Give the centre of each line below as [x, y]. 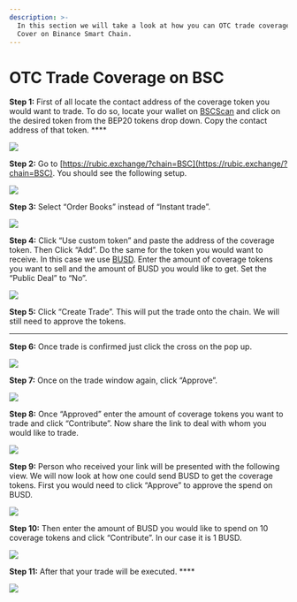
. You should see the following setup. [120, 173]
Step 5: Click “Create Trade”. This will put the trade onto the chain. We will [145, 312]
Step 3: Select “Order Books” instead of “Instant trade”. [110, 207]
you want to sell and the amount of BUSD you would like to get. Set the [138, 269]
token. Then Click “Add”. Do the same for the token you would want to [136, 250]
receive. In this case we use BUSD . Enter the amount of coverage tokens [141, 259]
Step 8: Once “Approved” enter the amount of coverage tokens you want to [146, 414]
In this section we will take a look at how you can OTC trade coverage [154, 26]
